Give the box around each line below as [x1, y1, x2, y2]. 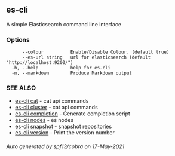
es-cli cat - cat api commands [14, 97, 89, 105]
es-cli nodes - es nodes [14, 117, 73, 124]
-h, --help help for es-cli [11, 65, 111, 71]
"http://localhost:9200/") [6, 60, 73, 66]
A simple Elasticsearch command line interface [6, 20, 121, 27]
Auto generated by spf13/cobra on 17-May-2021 [6, 143, 125, 150]
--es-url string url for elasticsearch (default [22, 54, 151, 60]
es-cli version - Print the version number [14, 129, 115, 136]
